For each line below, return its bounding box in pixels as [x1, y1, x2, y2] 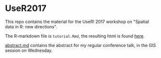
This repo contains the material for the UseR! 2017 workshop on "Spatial [5, 19, 149, 24]
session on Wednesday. [5, 47, 53, 53]
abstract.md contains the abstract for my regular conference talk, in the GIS [5, 42, 156, 48]
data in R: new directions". [5, 23, 57, 29]
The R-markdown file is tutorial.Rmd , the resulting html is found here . [5, 33, 145, 39]
